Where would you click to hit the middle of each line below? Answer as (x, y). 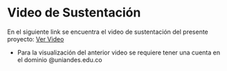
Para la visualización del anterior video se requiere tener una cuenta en (118, 52)
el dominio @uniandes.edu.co (60, 59)
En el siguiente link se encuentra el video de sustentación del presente (108, 32)
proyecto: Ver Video (36, 39)
